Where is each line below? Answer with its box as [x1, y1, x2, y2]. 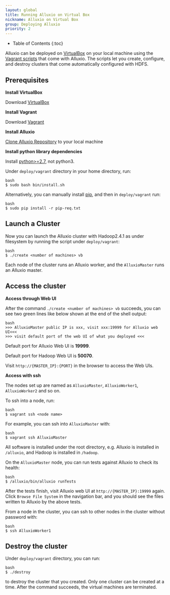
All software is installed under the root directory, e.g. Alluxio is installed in [5, 444, 159, 450]
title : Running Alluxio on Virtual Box [5, 12, 90, 17]
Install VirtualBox [5, 89, 43, 95]
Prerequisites [5, 76, 49, 84]
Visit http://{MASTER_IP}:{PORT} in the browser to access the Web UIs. [5, 362, 154, 369]
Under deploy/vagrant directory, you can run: [5, 555, 100, 561]
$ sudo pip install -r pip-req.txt [5, 206, 81, 211]
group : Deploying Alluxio [5, 21, 60, 27]
